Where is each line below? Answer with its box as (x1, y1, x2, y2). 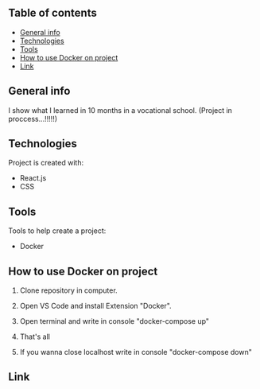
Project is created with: (8, 158, 84, 168)
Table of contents (8, 6, 97, 20)
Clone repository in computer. (19, 286, 118, 295)
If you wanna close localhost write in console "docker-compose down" (19, 348, 252, 357)
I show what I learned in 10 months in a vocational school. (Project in (8, 105, 233, 115)
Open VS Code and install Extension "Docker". (19, 301, 173, 311)
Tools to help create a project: (8, 226, 107, 235)
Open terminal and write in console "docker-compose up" (19, 317, 209, 326)
